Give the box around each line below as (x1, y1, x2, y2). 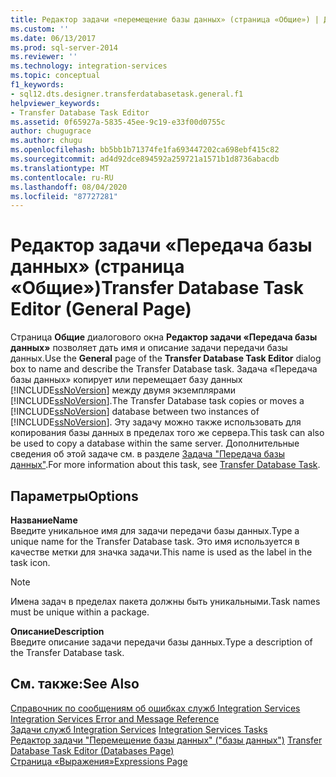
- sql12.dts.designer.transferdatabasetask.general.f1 (10, 89, 244, 99)
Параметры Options (10, 487, 139, 505)
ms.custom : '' (10, 24, 70, 34)
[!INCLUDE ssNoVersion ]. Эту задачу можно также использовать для (10, 416, 302, 428)
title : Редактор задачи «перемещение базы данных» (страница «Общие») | (10, 14, 320, 25)
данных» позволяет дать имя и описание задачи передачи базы (10, 342, 288, 354)
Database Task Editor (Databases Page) (10, 744, 175, 756)
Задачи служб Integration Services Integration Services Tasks (10, 723, 268, 735)
